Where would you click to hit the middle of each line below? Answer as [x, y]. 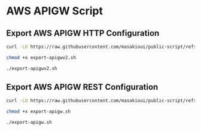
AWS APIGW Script [55, 11]
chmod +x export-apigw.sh [38, 112]
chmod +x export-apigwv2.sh [41, 57]
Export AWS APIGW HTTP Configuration [83, 33]
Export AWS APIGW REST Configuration [82, 87]
